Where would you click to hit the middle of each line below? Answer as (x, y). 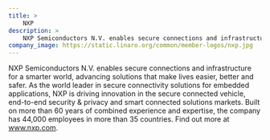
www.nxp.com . (33, 128)
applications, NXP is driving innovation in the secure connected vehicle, (127, 94)
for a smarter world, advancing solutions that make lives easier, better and (131, 77)
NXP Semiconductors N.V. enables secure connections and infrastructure (130, 68)
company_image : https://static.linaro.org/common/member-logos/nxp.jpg (131, 46)
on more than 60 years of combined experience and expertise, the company (135, 111)
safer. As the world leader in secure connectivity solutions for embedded (129, 86)
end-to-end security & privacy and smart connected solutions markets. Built (134, 102)
